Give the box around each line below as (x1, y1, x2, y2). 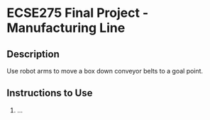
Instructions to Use (6, 87, 93, 100)
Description (6, 48, 60, 60)
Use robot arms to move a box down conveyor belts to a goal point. (6, 67, 204, 75)
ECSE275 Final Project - (6, 5, 149, 21)
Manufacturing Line (6, 20, 126, 36)
